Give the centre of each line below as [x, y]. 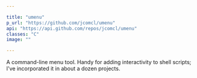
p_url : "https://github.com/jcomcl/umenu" [61, 23]
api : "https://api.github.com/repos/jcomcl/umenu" [72, 28]
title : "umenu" [26, 17]
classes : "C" [23, 34]
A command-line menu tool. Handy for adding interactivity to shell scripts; [99, 62]
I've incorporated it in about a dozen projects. [63, 69]
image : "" [19, 40]
